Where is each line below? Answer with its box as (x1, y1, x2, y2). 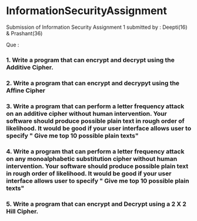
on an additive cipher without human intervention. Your (6, 109, 168, 118)
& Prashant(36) (6, 29, 43, 36)
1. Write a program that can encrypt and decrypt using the (6, 56, 175, 64)
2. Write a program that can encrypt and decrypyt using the (6, 79, 180, 87)
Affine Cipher (6, 86, 46, 95)
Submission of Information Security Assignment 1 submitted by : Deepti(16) (6, 24, 188, 31)
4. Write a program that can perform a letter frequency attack (6, 147, 185, 155)
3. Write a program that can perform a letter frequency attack (6, 102, 185, 110)
